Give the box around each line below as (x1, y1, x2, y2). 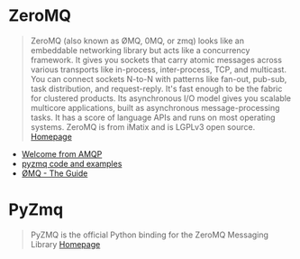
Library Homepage (30, 238, 101, 249)
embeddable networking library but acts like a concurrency (30, 44, 250, 55)
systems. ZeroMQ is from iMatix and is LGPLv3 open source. (30, 121, 256, 132)
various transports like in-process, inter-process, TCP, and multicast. (30, 64, 287, 75)
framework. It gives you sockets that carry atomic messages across (30, 54, 283, 65)
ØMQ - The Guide (21, 168, 88, 179)
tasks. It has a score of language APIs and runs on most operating (30, 112, 276, 123)
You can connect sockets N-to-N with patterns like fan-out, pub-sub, (30, 73, 287, 84)
